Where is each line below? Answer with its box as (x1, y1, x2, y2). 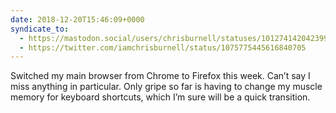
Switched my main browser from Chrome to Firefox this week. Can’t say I (10, 70, 311, 82)
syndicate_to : (10, 24, 70, 34)
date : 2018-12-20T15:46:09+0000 (10, 14, 145, 25)
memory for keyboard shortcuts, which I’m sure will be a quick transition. (10, 91, 311, 103)
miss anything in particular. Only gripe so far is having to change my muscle (10, 81, 323, 93)
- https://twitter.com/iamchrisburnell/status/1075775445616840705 (19, 42, 307, 53)
